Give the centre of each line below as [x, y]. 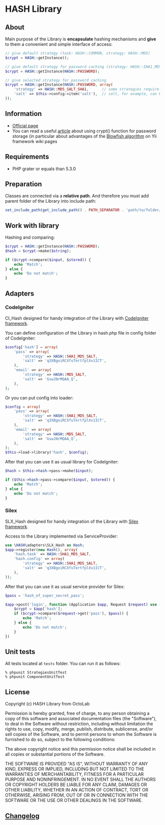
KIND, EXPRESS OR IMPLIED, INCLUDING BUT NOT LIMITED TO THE [75, 769]
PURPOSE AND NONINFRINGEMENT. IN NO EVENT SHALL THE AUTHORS [81, 779]
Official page [25, 125]
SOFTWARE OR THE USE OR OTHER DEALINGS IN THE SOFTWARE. [74, 800]
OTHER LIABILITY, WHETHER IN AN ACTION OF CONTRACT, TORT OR [77, 790]
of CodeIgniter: [20, 338]
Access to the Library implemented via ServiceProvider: [61, 536]
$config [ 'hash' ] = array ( [31, 347]
